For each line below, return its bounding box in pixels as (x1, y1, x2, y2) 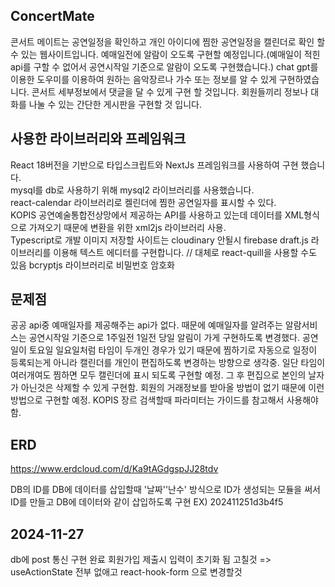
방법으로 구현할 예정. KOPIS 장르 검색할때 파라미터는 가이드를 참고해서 (10, 394, 285, 406)
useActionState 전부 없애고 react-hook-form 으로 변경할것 (10, 566, 243, 578)
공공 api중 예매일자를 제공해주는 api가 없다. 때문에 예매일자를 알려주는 (10, 319, 283, 331)
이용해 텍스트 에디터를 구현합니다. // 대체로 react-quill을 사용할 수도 (53, 246, 318, 258)
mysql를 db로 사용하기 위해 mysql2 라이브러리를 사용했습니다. (10, 184, 255, 196)
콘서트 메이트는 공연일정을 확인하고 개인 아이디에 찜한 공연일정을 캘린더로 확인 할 (10, 35, 326, 48)
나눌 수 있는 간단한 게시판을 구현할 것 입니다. (28, 98, 203, 110)
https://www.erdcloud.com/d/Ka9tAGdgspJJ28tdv (10, 463, 219, 475)
